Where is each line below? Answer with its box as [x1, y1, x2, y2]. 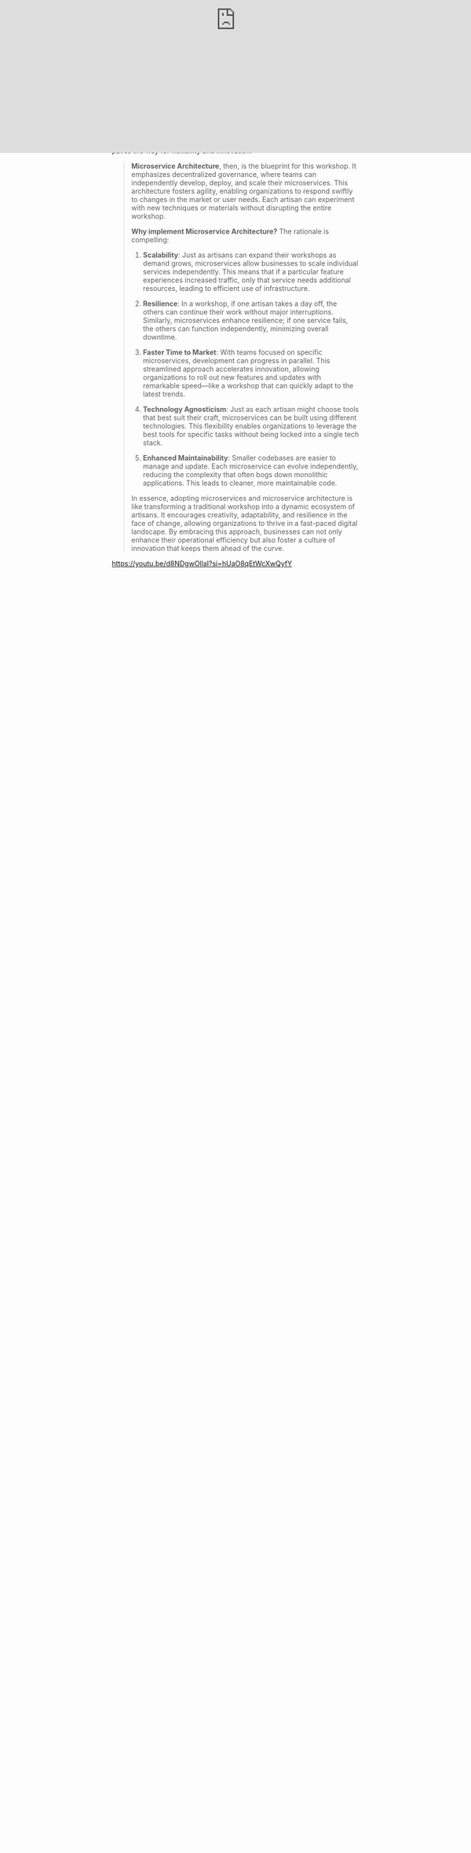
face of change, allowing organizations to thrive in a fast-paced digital [130, 519, 358, 528]
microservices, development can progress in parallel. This [142, 356, 330, 366]
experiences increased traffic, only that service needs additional [142, 275, 351, 285]
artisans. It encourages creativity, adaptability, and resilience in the [130, 510, 349, 520]
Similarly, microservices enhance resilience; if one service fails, [142, 316, 349, 325]
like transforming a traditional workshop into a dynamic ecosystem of [130, 502, 356, 512]
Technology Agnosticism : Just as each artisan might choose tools [142, 405, 360, 414]
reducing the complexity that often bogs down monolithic [142, 470, 328, 480]
